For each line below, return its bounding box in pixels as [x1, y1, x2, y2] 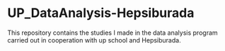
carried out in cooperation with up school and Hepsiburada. [7, 35, 182, 44]
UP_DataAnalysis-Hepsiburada [7, 5, 195, 21]
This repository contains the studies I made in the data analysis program [7, 28, 218, 37]
